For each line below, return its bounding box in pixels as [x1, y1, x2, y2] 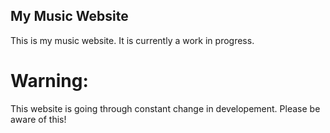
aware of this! [10, 113, 67, 125]
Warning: [10, 70, 89, 92]
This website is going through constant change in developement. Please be [10, 102, 321, 114]
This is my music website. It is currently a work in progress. [10, 34, 255, 46]
